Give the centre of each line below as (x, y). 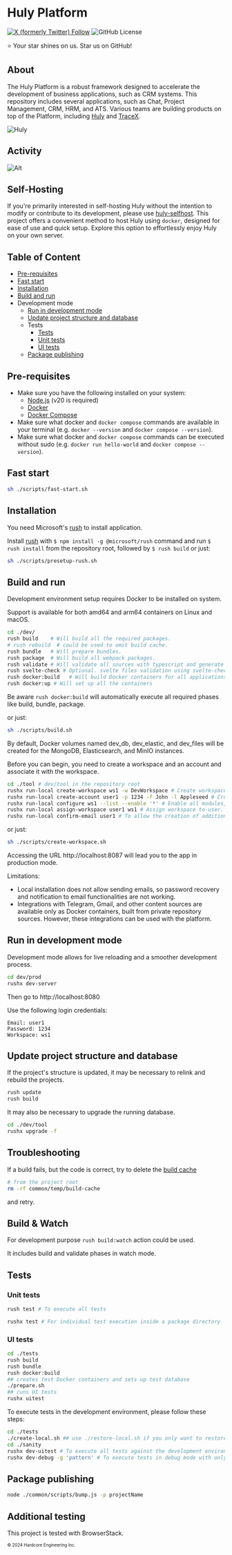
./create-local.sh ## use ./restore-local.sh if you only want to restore (117, 1438)
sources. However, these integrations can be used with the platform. (114, 919)
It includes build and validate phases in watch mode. (82, 1253)
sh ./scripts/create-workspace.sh (57, 842)
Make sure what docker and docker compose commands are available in (118, 422)
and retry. (21, 1202)
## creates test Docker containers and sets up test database (98, 1380)
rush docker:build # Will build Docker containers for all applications (117, 677)
